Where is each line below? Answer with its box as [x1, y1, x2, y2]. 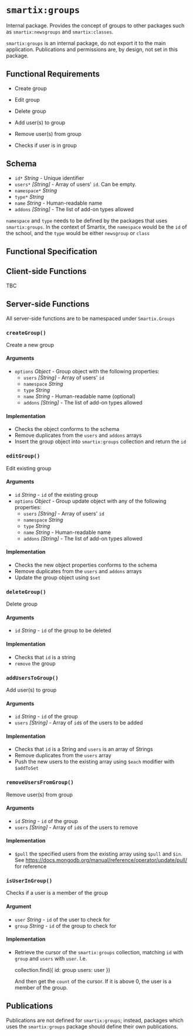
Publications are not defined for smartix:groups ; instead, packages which [6, 1017, 184, 1024]
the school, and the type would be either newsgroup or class [6, 229, 150, 236]
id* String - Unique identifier [14, 174, 84, 181]
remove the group [14, 660, 56, 667]
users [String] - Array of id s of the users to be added [14, 719, 143, 726]
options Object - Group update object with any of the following [14, 497, 167, 504]
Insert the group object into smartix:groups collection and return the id [14, 438, 187, 445]
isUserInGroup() [6, 878, 53, 884]
